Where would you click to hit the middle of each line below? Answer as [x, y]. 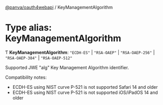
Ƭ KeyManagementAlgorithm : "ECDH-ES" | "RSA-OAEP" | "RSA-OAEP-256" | [80, 52]
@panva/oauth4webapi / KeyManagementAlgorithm [59, 7]
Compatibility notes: [26, 77]
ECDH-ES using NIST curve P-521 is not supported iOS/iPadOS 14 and [85, 92]
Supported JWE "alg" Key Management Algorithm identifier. [67, 67]
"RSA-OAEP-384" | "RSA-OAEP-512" [39, 58]
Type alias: [28, 28]
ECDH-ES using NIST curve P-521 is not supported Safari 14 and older [85, 87]
